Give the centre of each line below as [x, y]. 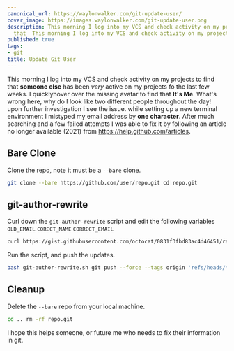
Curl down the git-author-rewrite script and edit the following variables [111, 222]
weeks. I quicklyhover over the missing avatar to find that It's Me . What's [112, 94]
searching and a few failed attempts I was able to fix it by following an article [117, 124]
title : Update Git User [42, 59]
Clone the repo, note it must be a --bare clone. [74, 170]
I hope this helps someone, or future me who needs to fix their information [114, 332]
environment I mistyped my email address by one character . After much [111, 116]
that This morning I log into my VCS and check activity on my [109, 33]
